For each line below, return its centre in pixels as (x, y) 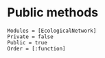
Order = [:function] (37, 48)
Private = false (30, 37)
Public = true (27, 42)
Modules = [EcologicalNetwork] (52, 31)
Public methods (52, 13)
